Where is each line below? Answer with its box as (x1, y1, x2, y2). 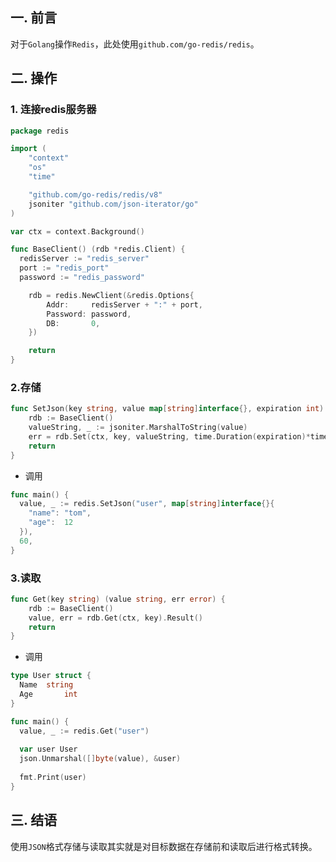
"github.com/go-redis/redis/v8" (28, 189, 163, 200)
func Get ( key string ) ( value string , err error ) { (10, 594, 226, 604)
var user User (19, 744, 78, 755)
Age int (19, 689, 78, 700)
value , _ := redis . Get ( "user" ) (19, 726, 150, 736)
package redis (10, 126, 70, 136)
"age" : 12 (28, 518, 74, 528)
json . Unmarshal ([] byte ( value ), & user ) (19, 754, 182, 764)
